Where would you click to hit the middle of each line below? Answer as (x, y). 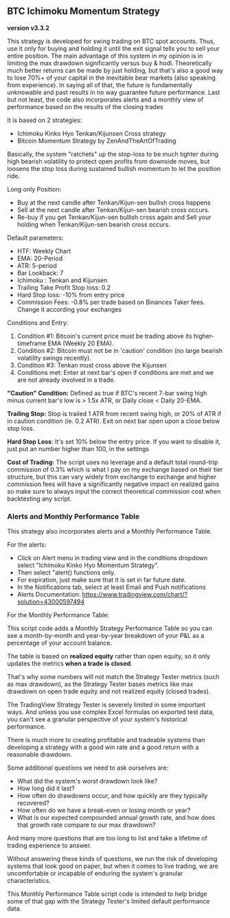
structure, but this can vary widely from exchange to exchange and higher (112, 477)
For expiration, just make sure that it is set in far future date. (102, 580)
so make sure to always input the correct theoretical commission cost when (114, 491)
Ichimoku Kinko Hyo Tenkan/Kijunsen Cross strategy (91, 133)
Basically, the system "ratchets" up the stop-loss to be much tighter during (113, 154)
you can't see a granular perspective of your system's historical (97, 720)
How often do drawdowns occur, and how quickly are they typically (112, 796)
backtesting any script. (39, 498)
